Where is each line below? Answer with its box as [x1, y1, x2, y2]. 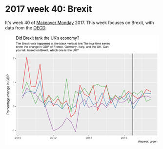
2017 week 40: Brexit [5, 3, 92, 15]
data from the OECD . [5, 25, 47, 30]
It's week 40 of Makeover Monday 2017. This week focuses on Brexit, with [5, 20, 154, 25]
